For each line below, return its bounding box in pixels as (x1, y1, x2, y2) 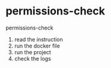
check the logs (14, 55, 52, 62)
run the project (14, 48, 52, 55)
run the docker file (14, 42, 61, 49)
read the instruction (14, 36, 64, 43)
